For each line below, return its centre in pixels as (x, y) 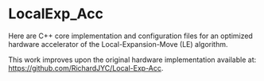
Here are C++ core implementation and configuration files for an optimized (130, 36)
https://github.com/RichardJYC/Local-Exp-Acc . (86, 67)
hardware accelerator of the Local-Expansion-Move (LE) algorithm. (118, 44)
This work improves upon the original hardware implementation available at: (132, 60)
